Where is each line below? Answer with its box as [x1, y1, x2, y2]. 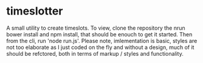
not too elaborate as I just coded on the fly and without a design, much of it [6, 44, 194, 51]
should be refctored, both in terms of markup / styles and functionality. [6, 50, 184, 57]
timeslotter [6, 4, 63, 18]
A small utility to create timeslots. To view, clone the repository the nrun [6, 24, 185, 31]
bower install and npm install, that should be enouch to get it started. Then [6, 30, 193, 38]
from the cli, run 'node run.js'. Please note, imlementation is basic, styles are [6, 37, 198, 44]
